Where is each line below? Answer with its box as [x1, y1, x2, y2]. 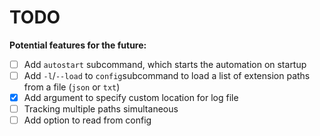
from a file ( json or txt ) [23, 81, 121, 93]
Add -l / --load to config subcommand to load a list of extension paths [23, 70, 311, 81]
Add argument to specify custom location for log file [23, 92, 239, 104]
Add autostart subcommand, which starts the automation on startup [23, 58, 307, 70]
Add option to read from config [23, 114, 152, 126]
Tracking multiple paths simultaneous [23, 103, 179, 115]
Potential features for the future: [9, 39, 147, 51]
